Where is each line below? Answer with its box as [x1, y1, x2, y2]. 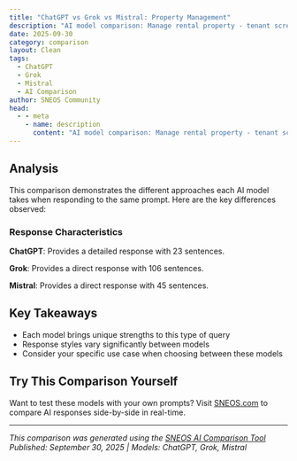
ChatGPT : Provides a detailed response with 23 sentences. [9, 246, 225, 256]
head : [9, 104, 29, 113]
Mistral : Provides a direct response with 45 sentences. [9, 280, 209, 291]
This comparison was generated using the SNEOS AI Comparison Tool [9, 432, 267, 443]
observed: [9, 203, 47, 214]
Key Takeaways [9, 306, 98, 321]
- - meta [17, 112, 49, 121]
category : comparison [9, 37, 89, 47]
